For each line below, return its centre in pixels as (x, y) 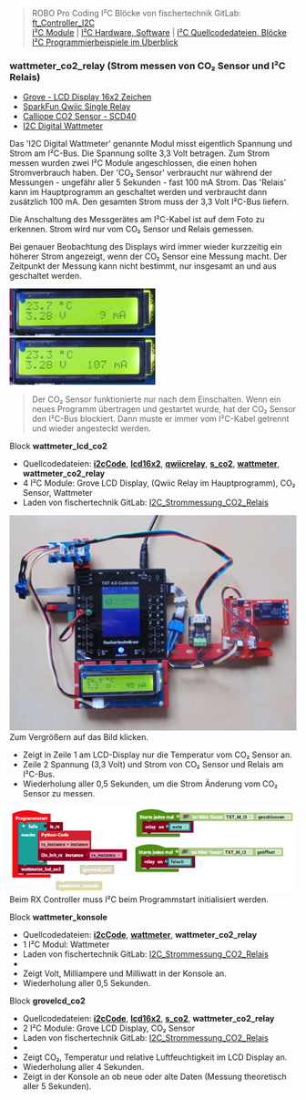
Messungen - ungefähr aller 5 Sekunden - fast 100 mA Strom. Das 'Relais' (148, 182)
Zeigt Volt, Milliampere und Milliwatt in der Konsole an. (125, 973)
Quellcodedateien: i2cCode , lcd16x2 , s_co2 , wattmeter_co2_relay (148, 1019)
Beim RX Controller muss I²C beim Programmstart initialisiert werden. (139, 900)
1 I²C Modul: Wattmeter (66, 945)
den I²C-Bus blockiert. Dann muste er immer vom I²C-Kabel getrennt (160, 419)
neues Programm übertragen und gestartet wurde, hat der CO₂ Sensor (164, 409)
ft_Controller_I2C (63, 23)
